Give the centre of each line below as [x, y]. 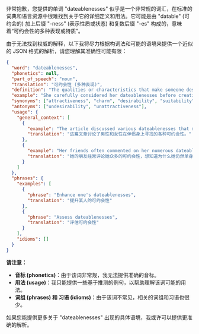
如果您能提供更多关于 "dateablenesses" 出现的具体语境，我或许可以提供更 [97, 317]
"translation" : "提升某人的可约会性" [70, 200]
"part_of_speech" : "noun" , [45, 79]
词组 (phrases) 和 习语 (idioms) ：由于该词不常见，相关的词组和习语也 [99, 297]
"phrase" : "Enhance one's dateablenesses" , [82, 195]
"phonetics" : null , [36, 73]
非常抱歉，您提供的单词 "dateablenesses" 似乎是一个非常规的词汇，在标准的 [99, 9]
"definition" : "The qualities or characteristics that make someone [98, 90]
